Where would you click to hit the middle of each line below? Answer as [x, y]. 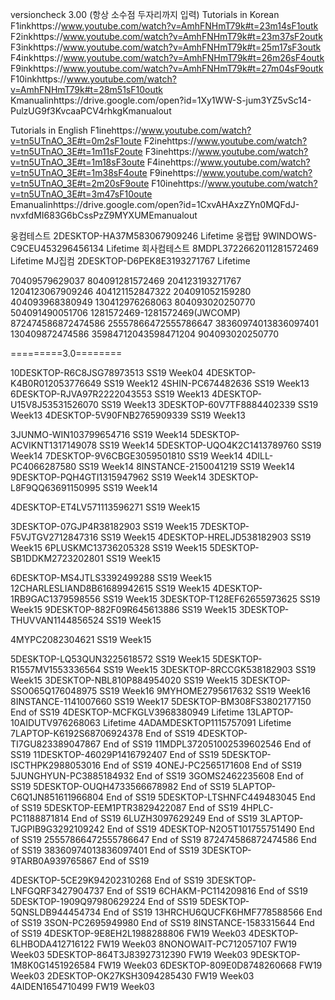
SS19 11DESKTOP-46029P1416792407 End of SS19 [115, 754]
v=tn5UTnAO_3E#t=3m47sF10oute [81, 194]
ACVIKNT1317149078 [54, 445]
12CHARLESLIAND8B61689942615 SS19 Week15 [110, 588]
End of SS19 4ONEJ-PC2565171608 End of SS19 [202, 765]
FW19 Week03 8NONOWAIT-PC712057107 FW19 [197, 944]
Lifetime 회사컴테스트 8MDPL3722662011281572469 [212, 248]
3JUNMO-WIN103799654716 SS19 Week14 [99, 434]
